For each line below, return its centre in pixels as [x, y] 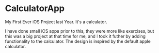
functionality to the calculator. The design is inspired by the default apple [78, 41]
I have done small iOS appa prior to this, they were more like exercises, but [79, 31]
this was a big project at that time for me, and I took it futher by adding [75, 36]
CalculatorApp [35, 8]
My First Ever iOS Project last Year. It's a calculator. [56, 22]
